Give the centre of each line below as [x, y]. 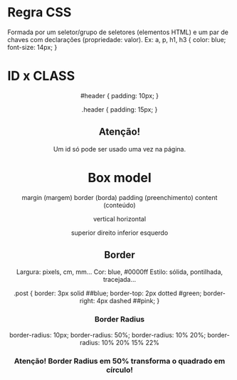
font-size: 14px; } [32, 47]
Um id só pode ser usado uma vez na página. [120, 149]
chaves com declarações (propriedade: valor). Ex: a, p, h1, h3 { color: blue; [117, 39]
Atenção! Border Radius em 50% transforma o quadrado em [120, 361]
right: [87, 301]
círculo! [120, 369]
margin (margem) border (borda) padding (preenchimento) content [120, 197]
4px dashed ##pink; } [128, 301]
